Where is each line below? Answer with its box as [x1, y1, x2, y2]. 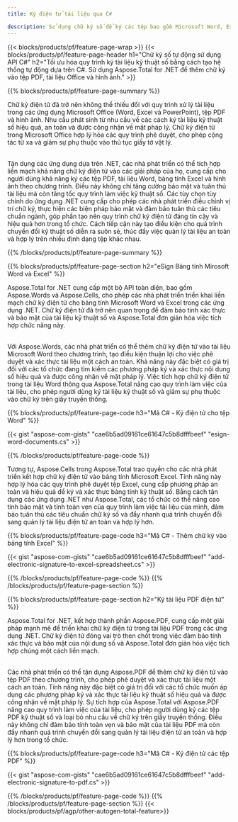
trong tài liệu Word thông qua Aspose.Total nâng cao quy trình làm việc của [7, 380, 227, 388]
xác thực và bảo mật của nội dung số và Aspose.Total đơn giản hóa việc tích [7, 638, 230, 647]
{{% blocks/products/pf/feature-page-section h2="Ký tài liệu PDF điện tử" [7, 595, 225, 603]
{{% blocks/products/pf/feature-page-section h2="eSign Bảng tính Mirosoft [7, 261, 229, 270]
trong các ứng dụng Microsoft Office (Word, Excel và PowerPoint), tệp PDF [7, 108, 226, 116]
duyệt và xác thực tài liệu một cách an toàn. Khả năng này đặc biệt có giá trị [7, 357, 229, 366]
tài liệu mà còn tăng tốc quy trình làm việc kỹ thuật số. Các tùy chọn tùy [7, 189, 217, 198]
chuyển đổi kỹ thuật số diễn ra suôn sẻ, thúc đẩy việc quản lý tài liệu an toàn [7, 227, 231, 235]
